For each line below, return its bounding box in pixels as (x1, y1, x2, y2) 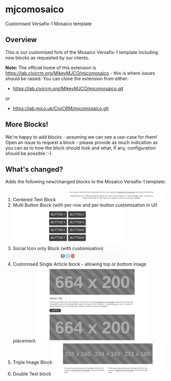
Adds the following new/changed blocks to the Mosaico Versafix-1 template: (5, 179, 166, 185)
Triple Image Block (12, 359, 53, 366)
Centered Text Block (12, 197, 56, 203)
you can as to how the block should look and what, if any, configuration (5, 145, 156, 151)
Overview (5, 35, 37, 44)
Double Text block (12, 371, 51, 377)
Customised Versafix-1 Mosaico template (5, 21, 92, 27)
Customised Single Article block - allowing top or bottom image (12, 261, 147, 268)
